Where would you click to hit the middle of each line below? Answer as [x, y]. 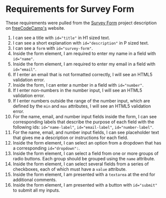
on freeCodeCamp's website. [36, 28]
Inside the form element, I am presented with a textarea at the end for [84, 174]
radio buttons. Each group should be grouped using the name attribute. [84, 158]
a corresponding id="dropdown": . [46, 148]
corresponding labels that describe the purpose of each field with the [83, 122]
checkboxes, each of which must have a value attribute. [70, 169]
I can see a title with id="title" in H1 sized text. [61, 38]
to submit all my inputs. [36, 190]
